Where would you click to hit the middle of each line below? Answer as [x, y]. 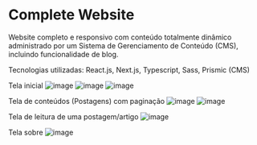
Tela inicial [26, 85]
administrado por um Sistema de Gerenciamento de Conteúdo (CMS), [123, 45]
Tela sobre [26, 132]
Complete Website [71, 15]
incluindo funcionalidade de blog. [63, 54]
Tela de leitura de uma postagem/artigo [73, 116]
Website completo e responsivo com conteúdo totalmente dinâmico [120, 37]
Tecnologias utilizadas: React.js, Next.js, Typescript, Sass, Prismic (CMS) [129, 69]
